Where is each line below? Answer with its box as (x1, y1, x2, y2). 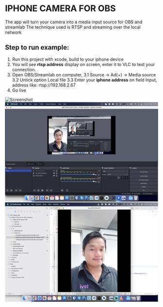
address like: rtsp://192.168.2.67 (12, 82, 76, 88)
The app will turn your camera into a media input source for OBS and (5, 19, 142, 25)
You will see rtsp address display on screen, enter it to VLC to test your (12, 61, 155, 67)
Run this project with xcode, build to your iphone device (12, 56, 124, 62)
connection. (12, 67, 36, 72)
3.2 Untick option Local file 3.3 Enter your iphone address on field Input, (12, 77, 157, 83)
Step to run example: (5, 43, 69, 51)
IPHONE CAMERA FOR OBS (5, 3, 116, 14)
